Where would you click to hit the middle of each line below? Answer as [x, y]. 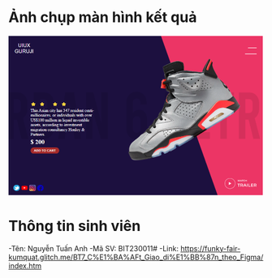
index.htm [25, 265]
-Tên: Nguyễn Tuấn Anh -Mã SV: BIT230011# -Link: [93, 248]
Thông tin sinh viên [75, 226]
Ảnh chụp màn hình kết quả [103, 17]
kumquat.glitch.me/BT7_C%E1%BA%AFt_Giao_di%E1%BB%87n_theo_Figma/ [136, 257]
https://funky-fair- [210, 248]
